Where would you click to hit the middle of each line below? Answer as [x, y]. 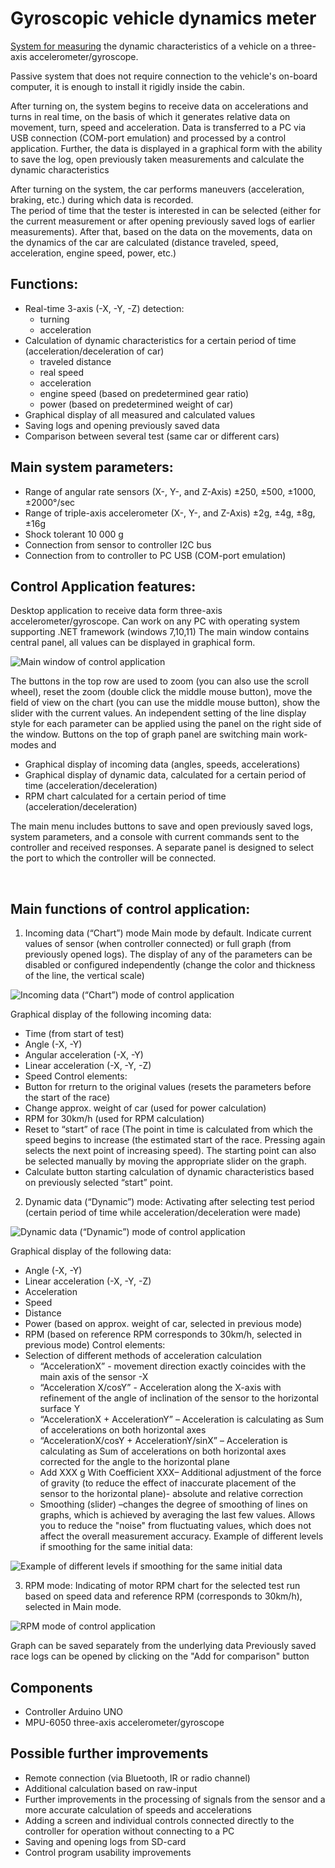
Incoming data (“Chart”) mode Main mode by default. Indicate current [168, 933]
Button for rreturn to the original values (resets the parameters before [168, 1087]
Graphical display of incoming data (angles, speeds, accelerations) [162, 764]
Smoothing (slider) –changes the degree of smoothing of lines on [173, 1504]
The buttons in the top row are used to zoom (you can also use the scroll [160, 681]
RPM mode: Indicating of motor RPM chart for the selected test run [162, 1586]
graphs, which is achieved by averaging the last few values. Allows [177, 1515]
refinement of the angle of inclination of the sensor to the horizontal [179, 1398]
